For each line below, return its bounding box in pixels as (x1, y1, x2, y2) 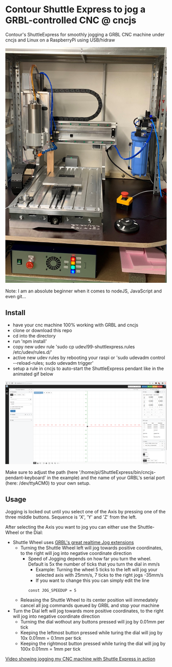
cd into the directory (12, 332, 56, 339)
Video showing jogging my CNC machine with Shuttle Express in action (5, 656, 156, 662)
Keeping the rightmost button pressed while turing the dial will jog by (20, 640, 166, 647)
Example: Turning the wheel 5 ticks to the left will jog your (35, 567, 158, 573)
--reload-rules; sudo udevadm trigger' (12, 360, 94, 366)
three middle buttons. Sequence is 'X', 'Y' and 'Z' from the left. (5, 514, 137, 520)
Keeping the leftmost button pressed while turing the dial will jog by (20, 630, 163, 636)
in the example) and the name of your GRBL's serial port (47, 475, 165, 481)
